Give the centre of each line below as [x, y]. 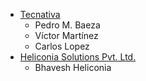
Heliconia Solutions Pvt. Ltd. [78, 57]
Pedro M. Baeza [67, 25]
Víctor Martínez [66, 35]
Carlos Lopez [62, 46]
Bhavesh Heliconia [73, 67]
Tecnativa [40, 14]
